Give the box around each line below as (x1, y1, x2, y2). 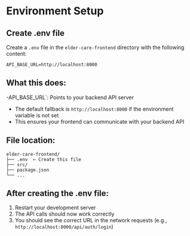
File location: (6, 136, 56, 146)
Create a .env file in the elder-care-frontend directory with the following (6, 44, 185, 51)
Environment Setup (6, 4, 104, 18)
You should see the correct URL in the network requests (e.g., (14, 217, 167, 224)
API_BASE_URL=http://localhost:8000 (6, 62, 97, 68)
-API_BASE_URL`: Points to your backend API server (6, 94, 134, 101)
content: (6, 50, 27, 57)
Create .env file (6, 28, 65, 38)
